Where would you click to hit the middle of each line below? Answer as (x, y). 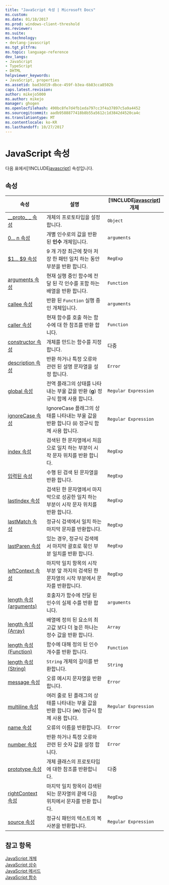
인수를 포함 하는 (82, 284)
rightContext (23, 793)
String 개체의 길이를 (70, 662)
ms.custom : (17, 15)
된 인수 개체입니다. (67, 242)
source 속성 (21, 822)
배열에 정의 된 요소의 (69, 620)
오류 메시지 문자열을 (69, 678)
